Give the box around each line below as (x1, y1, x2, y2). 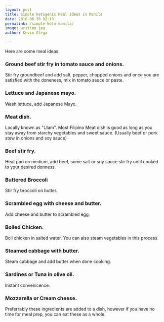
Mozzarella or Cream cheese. (5, 295, 78, 302)
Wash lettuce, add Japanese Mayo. (5, 101, 77, 107)
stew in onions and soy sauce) (5, 135, 67, 141)
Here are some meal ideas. (5, 48, 60, 54)
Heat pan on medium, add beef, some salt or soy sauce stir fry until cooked (5, 159, 159, 165)
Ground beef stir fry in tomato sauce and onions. (5, 61, 124, 67)
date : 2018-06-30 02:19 (5, 16, 54, 21)
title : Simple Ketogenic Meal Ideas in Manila (5, 12, 103, 17)
